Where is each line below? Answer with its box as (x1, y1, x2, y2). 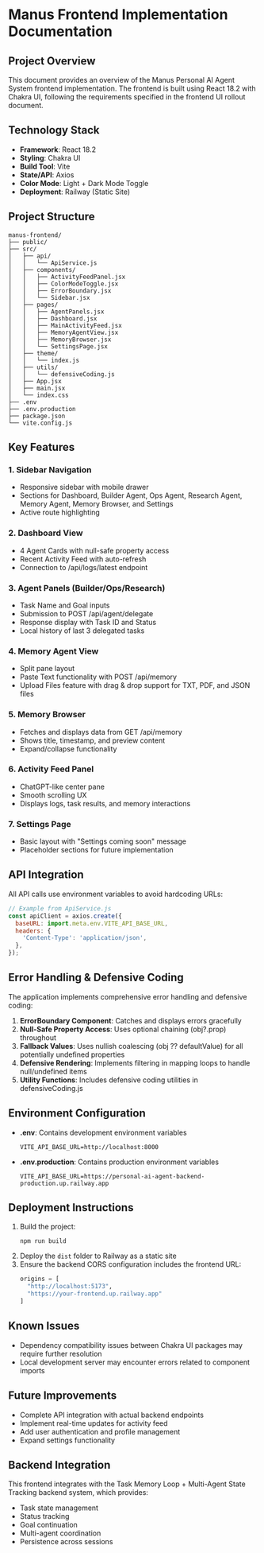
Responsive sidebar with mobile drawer (19, 483, 149, 492)
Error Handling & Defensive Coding (8, 971, 184, 984)
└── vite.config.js (8, 419, 73, 427)
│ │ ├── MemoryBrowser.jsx (8, 336, 112, 344)
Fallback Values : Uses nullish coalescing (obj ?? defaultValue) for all (19, 1041, 243, 1050)
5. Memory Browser (8, 709, 86, 720)
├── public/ (8, 238, 48, 246)
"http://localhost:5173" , (27, 1283, 113, 1291)
